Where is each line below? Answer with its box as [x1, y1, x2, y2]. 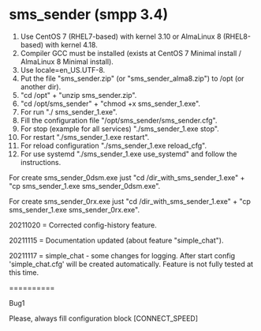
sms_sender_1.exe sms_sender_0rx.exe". [9, 205, 140, 214]
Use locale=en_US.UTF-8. [20, 65, 106, 74]
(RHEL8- [222, 32, 252, 41]
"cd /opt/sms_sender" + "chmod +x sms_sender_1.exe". [20, 99, 200, 108]
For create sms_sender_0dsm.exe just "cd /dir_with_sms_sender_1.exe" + [9, 172, 245, 182]
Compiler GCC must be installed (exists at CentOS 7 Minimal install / [20, 48, 241, 58]
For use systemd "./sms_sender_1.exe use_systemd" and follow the [20, 149, 237, 159]
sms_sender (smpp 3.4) [9, 6, 169, 24]
